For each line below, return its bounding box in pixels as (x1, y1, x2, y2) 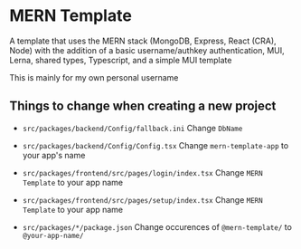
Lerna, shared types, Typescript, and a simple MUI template (9, 54, 232, 65)
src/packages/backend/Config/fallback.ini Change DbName (22, 122, 243, 133)
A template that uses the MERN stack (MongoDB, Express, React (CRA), (9, 35, 277, 46)
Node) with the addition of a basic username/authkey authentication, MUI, (9, 44, 285, 55)
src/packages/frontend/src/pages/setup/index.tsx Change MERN (22, 194, 264, 205)
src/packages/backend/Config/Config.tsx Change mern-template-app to (22, 139, 289, 150)
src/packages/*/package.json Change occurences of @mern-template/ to (22, 221, 292, 232)
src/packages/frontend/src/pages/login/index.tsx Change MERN (22, 167, 264, 177)
